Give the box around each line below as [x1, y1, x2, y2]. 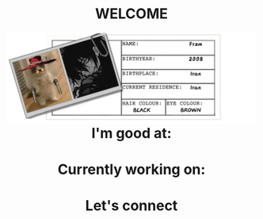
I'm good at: [91, 124, 172, 142]
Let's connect [85, 197, 178, 215]
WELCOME [94, 5, 169, 23]
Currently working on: [57, 160, 206, 179]
